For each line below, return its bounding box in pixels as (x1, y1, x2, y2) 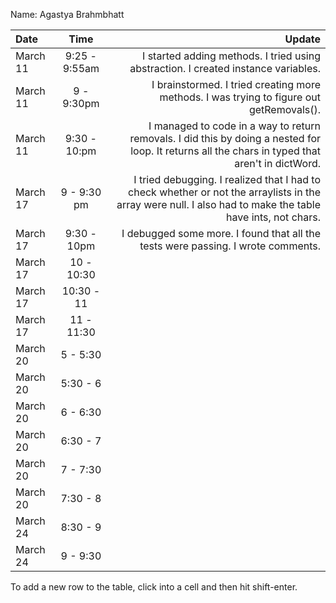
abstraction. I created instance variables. (129, 62, 321, 75)
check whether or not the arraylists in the (128, 185, 321, 199)
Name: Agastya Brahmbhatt (10, 9, 125, 20)
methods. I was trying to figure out (159, 90, 321, 104)
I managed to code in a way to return (148, 119, 321, 133)
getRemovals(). (248, 103, 321, 116)
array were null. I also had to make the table (116, 198, 321, 211)
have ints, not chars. (226, 210, 321, 224)
